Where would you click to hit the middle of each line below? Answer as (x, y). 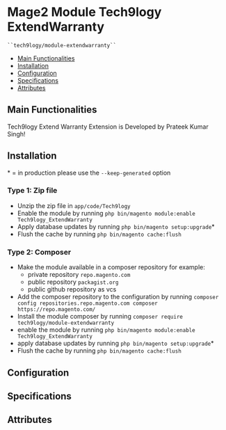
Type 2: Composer (39, 252)
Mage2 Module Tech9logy (84, 12)
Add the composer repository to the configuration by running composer (118, 297)
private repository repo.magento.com (79, 275)
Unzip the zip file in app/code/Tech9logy (74, 205)
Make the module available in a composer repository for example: (111, 267)
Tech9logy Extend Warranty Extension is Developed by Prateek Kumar (108, 127)
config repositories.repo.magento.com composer (87, 303)
